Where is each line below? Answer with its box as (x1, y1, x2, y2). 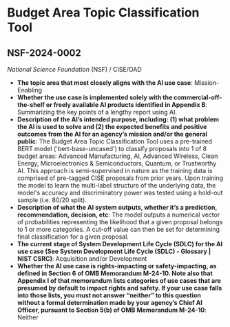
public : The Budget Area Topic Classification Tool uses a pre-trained (17, 137, 212, 146)
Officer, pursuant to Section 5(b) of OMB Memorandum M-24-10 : (17, 306, 207, 314)
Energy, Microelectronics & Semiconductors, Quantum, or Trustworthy (17, 159, 217, 167)
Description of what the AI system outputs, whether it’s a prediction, (17, 204, 218, 211)
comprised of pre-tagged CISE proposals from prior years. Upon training (17, 174, 224, 182)
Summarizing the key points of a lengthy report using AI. (17, 108, 178, 116)
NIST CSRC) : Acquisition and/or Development (17, 255, 147, 263)
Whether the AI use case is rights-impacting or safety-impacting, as (17, 262, 217, 270)
